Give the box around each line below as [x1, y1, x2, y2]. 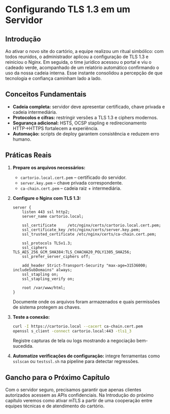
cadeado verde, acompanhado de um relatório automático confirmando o [5, 65, 159, 70]
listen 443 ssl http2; [22, 209, 70, 215]
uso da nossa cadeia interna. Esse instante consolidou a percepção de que [5, 70, 163, 76]
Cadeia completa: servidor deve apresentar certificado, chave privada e [12, 103, 165, 110]
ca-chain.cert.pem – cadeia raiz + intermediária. [20, 185, 122, 191]
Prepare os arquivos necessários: [12, 164, 86, 170]
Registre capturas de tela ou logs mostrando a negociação [12, 338, 136, 344]
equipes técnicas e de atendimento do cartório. [5, 403, 105, 409]
